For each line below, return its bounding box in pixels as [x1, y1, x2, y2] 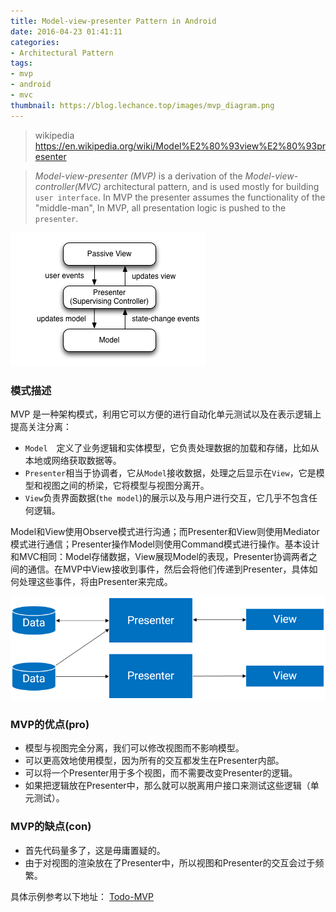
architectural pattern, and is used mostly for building [103, 180, 320, 192]
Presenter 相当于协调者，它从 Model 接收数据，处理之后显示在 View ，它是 [24, 466, 317, 479]
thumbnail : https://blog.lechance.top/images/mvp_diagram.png [10, 100, 275, 110]
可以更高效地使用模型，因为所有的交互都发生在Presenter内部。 [24, 755, 285, 767]
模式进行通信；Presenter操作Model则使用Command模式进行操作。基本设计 [10, 538, 320, 550]
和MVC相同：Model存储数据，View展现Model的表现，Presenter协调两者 [10, 550, 309, 562]
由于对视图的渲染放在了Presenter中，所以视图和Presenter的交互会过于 [24, 856, 316, 869]
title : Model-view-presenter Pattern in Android [10, 16, 217, 26]
